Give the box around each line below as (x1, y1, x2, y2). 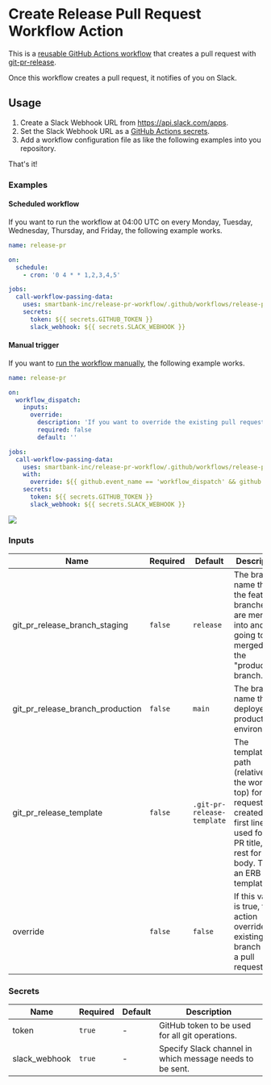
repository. (19, 143, 56, 153)
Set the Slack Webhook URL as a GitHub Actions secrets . (19, 126, 210, 136)
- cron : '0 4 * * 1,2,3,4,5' (23, 271, 121, 279)
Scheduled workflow (8, 199, 80, 209)
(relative (233, 767, 265, 778)
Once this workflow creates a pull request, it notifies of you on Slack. (8, 73, 238, 82)
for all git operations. (158, 1030, 237, 1041)
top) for (233, 787, 263, 799)
